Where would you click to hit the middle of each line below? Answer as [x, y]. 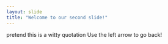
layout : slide [24, 12]
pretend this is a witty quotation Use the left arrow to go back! [84, 34]
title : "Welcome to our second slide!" [57, 17]
